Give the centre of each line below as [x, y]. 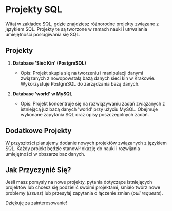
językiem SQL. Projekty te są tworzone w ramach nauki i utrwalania [76, 29]
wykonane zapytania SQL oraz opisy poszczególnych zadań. [85, 114]
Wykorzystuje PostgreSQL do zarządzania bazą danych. [80, 83]
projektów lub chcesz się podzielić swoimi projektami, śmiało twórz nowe [83, 187]
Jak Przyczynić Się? [38, 170]
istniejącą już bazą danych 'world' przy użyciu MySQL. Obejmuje [89, 109]
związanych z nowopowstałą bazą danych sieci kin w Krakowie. [88, 78]
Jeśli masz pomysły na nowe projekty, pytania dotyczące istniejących [79, 182]
